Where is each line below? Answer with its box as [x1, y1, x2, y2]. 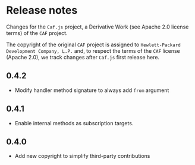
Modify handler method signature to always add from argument [14, 87, 169, 94]
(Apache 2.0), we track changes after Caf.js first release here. [6, 53, 159, 61]
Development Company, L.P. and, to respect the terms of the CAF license [6, 47, 180, 54]
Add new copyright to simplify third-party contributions [14, 153, 150, 160]
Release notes [6, 4, 78, 17]
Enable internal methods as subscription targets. [14, 119, 134, 126]
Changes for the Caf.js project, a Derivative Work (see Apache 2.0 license [6, 23, 189, 30]
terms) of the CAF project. [6, 29, 68, 36]
